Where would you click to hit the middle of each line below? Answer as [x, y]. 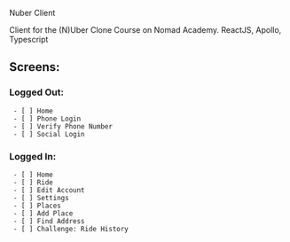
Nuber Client [32, 13]
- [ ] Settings [41, 198]
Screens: [35, 67]
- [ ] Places [37, 206]
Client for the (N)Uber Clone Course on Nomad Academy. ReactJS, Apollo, [145, 30]
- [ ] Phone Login [47, 119]
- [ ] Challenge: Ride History [71, 229]
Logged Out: [37, 92]
